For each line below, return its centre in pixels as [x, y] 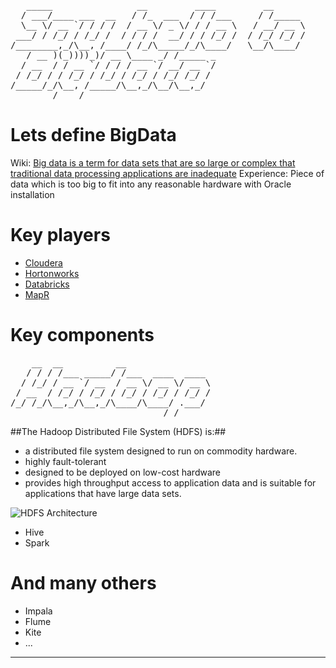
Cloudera [43, 262]
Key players [60, 235]
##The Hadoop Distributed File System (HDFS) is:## [118, 431]
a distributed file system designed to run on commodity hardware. [161, 451]
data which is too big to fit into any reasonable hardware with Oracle [151, 184]
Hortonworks [52, 273]
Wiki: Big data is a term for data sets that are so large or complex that [153, 162]
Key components [82, 335]
